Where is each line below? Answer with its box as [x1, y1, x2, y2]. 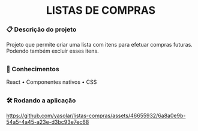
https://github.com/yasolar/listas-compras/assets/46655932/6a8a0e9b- [6, 112, 186, 120]
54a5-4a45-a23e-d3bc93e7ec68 [6, 118, 89, 126]
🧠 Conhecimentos [6, 65, 59, 73]
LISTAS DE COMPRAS [46, 4, 156, 17]
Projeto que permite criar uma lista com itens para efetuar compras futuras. [6, 41, 193, 48]
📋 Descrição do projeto [6, 25, 77, 33]
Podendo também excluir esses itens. [6, 47, 99, 54]
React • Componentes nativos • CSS [6, 78, 97, 86]
